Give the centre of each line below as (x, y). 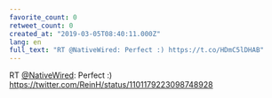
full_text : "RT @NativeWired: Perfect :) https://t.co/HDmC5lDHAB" (137, 50)
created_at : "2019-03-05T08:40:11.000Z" (85, 34)
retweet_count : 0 (41, 26)
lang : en (25, 42)
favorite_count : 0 (43, 17)
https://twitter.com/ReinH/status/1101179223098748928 (111, 85)
